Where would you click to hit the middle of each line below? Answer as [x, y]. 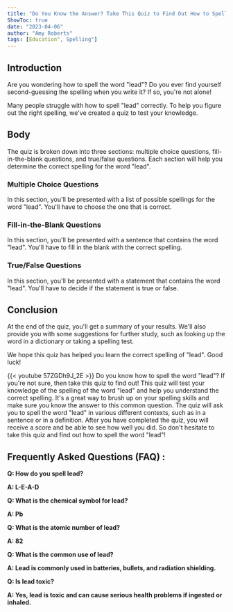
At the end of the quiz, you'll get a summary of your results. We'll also [107, 327]
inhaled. [19, 602]
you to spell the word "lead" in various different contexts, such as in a [106, 413]
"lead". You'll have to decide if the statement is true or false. [93, 288]
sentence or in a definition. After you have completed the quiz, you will [108, 420]
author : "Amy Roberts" [40, 33]
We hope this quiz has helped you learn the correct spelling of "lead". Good [115, 355]
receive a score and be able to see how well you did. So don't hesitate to [111, 427]
